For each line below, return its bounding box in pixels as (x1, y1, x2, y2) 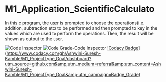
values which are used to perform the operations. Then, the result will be (5, 30, 154, 36)
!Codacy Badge (107, 45, 139, 51)
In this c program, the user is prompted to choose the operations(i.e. (5, 20, 145, 26)
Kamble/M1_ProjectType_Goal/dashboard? (5, 55, 92, 61)
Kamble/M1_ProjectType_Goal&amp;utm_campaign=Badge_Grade (5, 71, 139, 77)
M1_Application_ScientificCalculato (5, 3, 155, 15)
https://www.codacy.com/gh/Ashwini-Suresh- (6, 50, 101, 56)
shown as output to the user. (5, 36, 63, 41)
